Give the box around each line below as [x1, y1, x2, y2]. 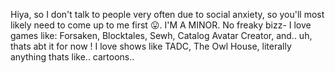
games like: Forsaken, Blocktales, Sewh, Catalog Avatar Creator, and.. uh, [10, 30, 313, 41]
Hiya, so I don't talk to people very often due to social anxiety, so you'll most [10, 9, 325, 20]
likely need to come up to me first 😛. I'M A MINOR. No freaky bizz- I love [10, 19, 312, 31]
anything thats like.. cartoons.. [10, 51, 135, 63]
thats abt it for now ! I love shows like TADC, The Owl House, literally [10, 40, 292, 52]
